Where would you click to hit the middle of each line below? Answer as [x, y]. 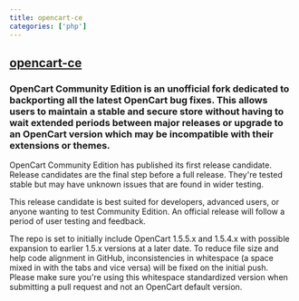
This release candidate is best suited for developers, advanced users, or [144, 202]
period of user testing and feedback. [78, 221]
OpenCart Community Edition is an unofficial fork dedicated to [149, 89]
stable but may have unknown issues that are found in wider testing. [137, 184]
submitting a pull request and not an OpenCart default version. [126, 287]
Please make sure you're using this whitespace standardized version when [149, 277]
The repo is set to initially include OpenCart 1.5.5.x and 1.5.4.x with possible [149, 239]
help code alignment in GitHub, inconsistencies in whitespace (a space [142, 258]
